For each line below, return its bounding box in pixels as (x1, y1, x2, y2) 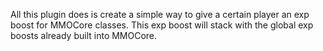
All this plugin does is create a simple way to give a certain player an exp (10, 9, 310, 20)
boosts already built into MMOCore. (10, 30, 158, 41)
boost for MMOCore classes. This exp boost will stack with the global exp (10, 19, 314, 31)
